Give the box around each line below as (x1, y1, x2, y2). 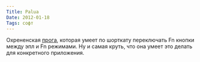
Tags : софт (6, 20, 34, 26)
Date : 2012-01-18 (6, 14, 50, 20)
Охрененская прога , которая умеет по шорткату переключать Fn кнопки (6, 37, 195, 44)
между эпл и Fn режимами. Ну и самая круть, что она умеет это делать (6, 43, 193, 50)
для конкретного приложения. (6, 49, 84, 57)
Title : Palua (6, 8, 39, 15)
